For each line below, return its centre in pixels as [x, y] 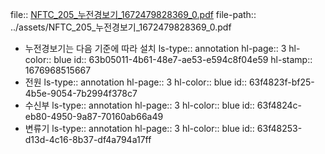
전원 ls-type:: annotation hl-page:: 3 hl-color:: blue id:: [136, 82]
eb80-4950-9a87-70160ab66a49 [94, 116]
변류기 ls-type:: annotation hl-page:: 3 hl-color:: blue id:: [139, 128]
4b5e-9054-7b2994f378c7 [81, 93]
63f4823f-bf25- [281, 82]
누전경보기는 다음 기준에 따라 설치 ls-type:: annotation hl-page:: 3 [155, 48]
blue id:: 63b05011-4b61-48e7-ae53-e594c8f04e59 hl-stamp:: [183, 59]
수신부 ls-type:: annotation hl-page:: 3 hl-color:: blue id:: [139, 105]
